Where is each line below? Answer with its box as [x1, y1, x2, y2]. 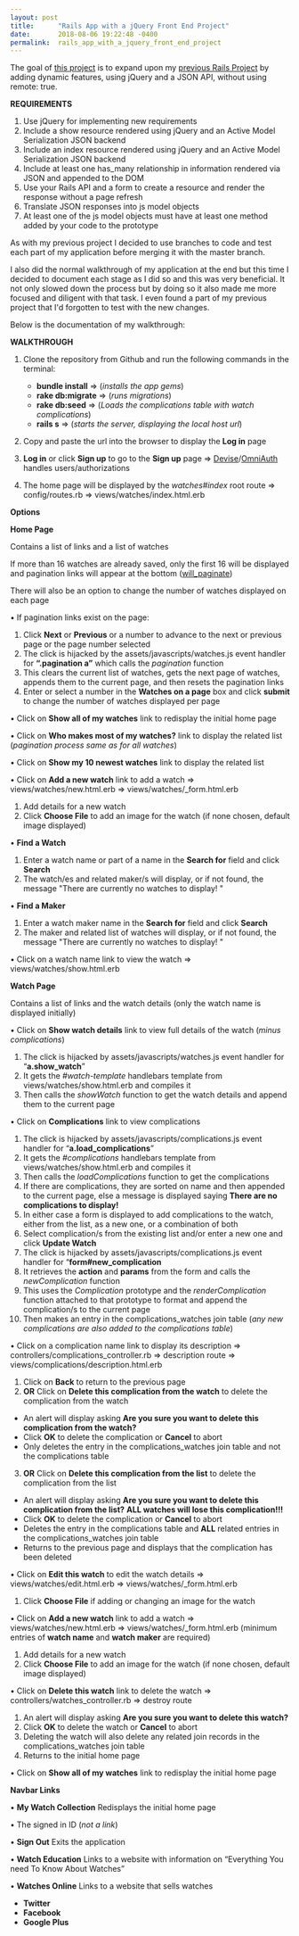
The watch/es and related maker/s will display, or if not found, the [22, 873, 264, 884]
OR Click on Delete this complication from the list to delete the [22, 1469, 256, 1479]
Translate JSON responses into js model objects [22, 202, 199, 212]
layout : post [10, 12, 59, 22]
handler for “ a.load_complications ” [22, 1143, 155, 1154]
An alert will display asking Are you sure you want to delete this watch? [22, 1712, 288, 1723]
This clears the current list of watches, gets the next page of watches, [22, 667, 280, 678]
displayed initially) [10, 1007, 77, 1018]
